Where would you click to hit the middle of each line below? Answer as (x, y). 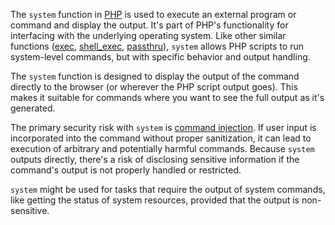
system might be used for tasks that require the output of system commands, (168, 189)
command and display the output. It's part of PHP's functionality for (149, 25)
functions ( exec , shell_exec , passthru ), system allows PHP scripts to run (157, 46)
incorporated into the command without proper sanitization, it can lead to (161, 138)
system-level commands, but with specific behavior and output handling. (160, 57)
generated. (33, 108)
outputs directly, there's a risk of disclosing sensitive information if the (155, 159)
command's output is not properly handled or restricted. (126, 170)
